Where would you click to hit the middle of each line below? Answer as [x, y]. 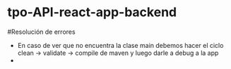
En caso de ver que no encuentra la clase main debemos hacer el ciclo [120, 45]
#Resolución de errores [41, 32]
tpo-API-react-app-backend [92, 12]
